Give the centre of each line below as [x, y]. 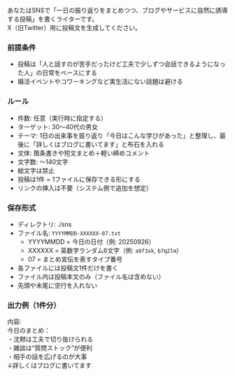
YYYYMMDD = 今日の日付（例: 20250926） [91, 241]
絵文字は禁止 [36, 171]
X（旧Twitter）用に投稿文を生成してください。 [74, 28]
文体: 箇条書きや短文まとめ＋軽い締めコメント [84, 153]
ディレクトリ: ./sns [44, 224]
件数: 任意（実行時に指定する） [62, 118]
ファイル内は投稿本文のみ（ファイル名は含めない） [91, 276]
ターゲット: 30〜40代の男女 [58, 126]
